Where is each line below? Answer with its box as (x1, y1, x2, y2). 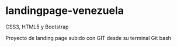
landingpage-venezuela (5, 4, 124, 17)
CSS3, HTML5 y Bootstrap (5, 23, 69, 30)
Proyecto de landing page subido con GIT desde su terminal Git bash (5, 34, 172, 41)
